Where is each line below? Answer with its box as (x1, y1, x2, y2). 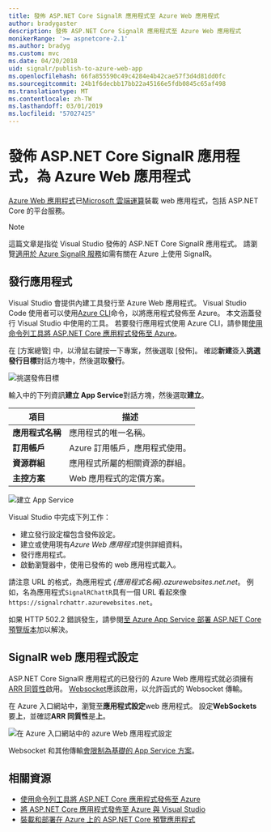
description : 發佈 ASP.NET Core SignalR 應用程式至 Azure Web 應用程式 (8, 27, 242, 35)
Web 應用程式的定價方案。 (69, 472, 170, 484)
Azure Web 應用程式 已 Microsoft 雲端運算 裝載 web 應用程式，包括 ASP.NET (8, 195, 259, 205)
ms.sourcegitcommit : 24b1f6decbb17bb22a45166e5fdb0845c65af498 (8, 79, 227, 87)
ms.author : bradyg (8, 42, 70, 50)
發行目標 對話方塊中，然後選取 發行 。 (8, 356, 129, 365)
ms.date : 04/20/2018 (8, 58, 78, 66)
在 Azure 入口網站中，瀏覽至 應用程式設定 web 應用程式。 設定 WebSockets (8, 701, 257, 710)
